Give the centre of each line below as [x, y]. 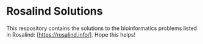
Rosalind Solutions [55, 11]
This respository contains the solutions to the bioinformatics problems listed [101, 28]
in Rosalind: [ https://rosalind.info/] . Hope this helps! [71, 34]
